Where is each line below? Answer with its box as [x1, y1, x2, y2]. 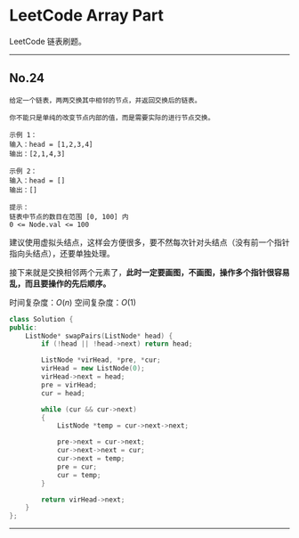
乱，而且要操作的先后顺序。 [9, 278, 111, 289]
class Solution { [9, 314, 74, 323]
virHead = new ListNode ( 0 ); [41, 364, 145, 373]
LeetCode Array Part [9, 5, 165, 26]
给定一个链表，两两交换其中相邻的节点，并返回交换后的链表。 [9, 95, 202, 105]
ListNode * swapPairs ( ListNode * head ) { [25, 331, 174, 340]
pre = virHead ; [41, 380, 98, 389]
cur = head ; [41, 388, 86, 397]
